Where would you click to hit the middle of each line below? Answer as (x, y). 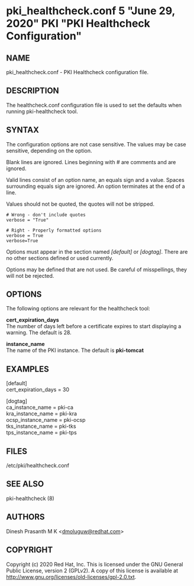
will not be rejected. (30, 276)
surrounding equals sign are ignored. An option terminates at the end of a (96, 186)
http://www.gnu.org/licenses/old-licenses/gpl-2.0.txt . (71, 577)
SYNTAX (23, 130)
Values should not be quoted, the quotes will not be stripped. (80, 204)
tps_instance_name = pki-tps (41, 433)
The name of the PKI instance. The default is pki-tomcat (75, 350)
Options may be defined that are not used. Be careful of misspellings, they (97, 269)
